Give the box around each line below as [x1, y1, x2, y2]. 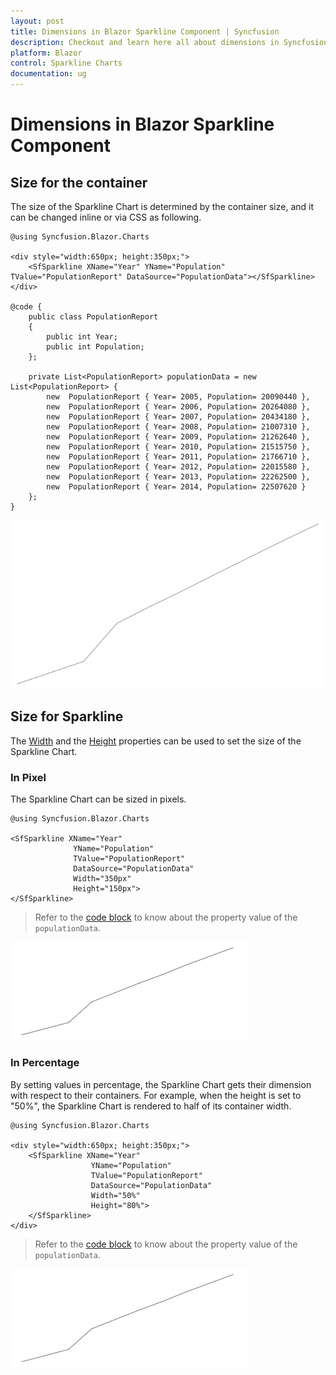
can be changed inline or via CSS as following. [10, 211, 202, 223]
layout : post [10, 16, 65, 26]
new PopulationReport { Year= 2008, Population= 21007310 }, [46, 422, 311, 432]
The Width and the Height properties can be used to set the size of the [10, 735, 302, 747]
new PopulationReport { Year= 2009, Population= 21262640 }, [46, 432, 311, 442]
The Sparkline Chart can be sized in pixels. [10, 793, 187, 805]
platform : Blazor [10, 48, 83, 58]
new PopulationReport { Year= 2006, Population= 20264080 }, [46, 402, 311, 412]
